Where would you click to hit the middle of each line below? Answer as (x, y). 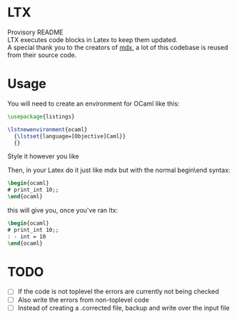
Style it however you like (44, 156)
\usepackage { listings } (41, 116)
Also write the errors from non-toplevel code (84, 300)
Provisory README (35, 32)
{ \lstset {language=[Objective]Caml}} (70, 136)
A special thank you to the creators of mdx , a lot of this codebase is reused (118, 47)
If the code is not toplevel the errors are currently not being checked (118, 292)
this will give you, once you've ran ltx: (63, 210)
